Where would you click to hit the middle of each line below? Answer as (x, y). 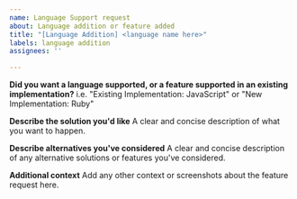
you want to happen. (47, 131)
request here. (34, 185)
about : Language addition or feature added (92, 26)
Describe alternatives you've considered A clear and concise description (147, 149)
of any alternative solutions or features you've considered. (118, 158)
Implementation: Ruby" (52, 104)
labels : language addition (60, 43)
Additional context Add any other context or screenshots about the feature (149, 176)
